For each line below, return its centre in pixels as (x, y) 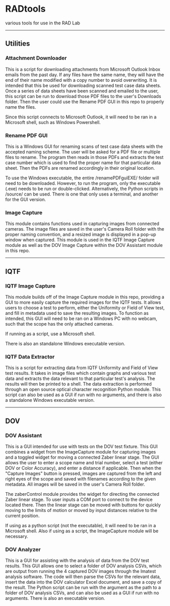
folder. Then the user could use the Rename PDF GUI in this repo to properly (85, 102)
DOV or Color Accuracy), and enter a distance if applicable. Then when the (83, 468)
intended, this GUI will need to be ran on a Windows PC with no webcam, (81, 318)
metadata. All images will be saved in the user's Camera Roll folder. (75, 484)
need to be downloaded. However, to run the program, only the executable (83, 183)
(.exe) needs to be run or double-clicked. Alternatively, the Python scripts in (84, 188)
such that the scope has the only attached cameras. (59, 324)
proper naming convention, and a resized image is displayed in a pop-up (81, 235)
